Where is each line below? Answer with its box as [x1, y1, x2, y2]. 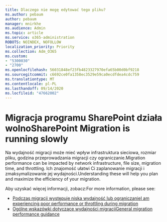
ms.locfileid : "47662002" [5, 91, 59, 96]
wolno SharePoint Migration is [5, 122, 131, 134]
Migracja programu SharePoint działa [5, 112, 163, 123]
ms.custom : [5, 53, 28, 59]
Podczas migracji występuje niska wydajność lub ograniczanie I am [12, 195, 150, 202]
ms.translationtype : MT [5, 77, 55, 82]
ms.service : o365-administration [5, 35, 75, 40]
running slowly [5, 133, 68, 144]
